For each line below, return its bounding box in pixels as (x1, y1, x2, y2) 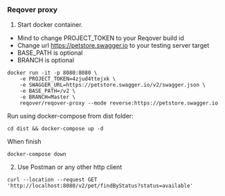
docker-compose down (7, 151, 67, 158)
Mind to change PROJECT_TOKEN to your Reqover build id (17, 34, 185, 42)
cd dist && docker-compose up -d (7, 125, 104, 132)
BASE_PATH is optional (17, 48, 83, 57)
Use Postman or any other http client (17, 163, 123, 171)
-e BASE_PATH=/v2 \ (19, 88, 76, 95)
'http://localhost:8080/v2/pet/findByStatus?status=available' (7, 182, 194, 190)
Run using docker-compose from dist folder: (7, 112, 134, 121)
